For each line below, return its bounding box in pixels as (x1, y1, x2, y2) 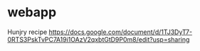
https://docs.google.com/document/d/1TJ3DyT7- (48, 28, 193, 36)
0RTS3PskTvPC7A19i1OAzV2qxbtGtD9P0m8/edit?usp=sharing (7, 35, 190, 43)
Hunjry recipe (7, 28, 48, 36)
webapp (7, 4, 57, 21)
